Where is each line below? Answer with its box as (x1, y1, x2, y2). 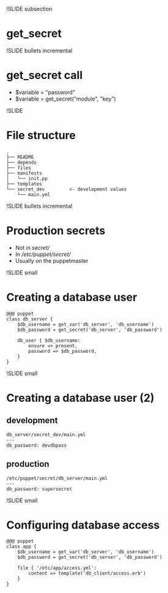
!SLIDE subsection (6, 6, 53, 12)
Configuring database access (6, 518, 160, 532)
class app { (6, 543, 37, 550)
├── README (6, 154, 34, 160)
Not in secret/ (15, 244, 50, 251)
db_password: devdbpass (6, 442, 67, 448)
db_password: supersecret (6, 486, 72, 492)
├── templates (6, 181, 43, 187)
